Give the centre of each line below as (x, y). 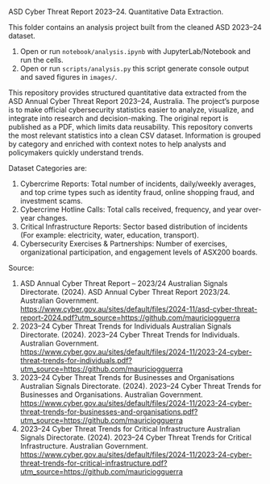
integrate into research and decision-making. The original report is (118, 118)
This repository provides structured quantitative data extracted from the (128, 93)
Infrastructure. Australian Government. (84, 446)
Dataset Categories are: (48, 168)
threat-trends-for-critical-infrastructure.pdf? (93, 463)
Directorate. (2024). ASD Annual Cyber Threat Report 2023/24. (125, 292)
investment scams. (51, 201)
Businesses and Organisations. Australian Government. (111, 395)
